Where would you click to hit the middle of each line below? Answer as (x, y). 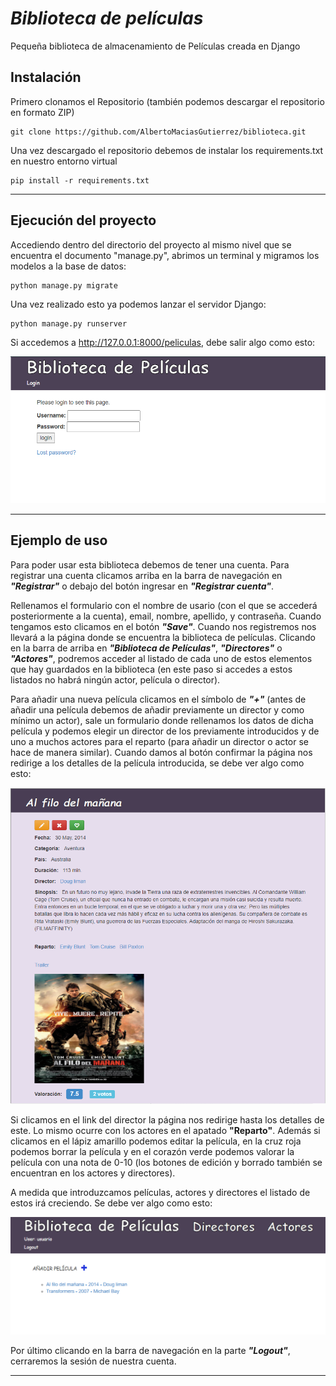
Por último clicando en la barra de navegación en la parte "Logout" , (150, 1350)
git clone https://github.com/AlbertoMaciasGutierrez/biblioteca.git (158, 132)
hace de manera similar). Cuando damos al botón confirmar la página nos (161, 752)
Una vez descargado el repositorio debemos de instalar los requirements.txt (167, 150)
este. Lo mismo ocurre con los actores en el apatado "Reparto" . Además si (165, 1131)
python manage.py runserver (69, 323)
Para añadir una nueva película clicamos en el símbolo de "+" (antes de (158, 699)
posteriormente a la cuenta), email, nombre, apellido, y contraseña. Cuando (166, 616)
